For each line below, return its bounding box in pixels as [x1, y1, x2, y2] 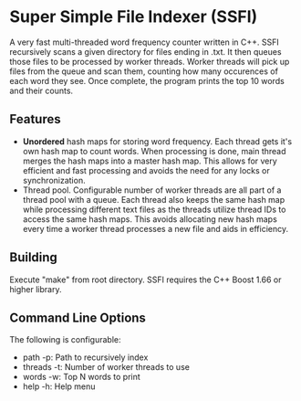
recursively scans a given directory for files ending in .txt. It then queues [9, 46, 282, 57]
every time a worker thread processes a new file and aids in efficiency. [22, 223, 289, 234]
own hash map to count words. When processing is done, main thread [22, 145, 286, 156]
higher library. [9, 283, 62, 294]
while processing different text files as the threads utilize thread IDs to [22, 204, 286, 215]
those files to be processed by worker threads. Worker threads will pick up [9, 56, 290, 67]
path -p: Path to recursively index [22, 352, 149, 363]
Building [9, 249, 57, 266]
